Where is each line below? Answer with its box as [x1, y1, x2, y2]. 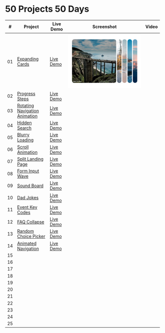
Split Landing [17, 156, 44, 162]
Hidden [17, 120, 32, 126]
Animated [17, 240, 37, 246]
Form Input [17, 168, 39, 174]
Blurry [17, 132, 29, 138]
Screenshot [92, 24, 117, 29]
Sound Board [17, 183, 44, 189]
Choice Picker [17, 233, 46, 239]
